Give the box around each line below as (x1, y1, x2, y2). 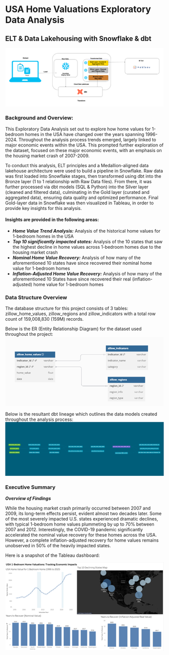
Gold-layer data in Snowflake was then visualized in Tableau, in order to (5, 200, 154, 206)
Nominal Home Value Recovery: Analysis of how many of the (12, 255, 141, 261)
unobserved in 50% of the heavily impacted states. (5, 542, 111, 548)
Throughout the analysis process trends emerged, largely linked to (18, 136, 156, 142)
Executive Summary (5, 484, 56, 491)
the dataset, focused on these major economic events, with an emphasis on (5, 147, 162, 153)
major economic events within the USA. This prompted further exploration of (5, 142, 164, 148)
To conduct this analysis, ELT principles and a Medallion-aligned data (5, 162, 149, 168)
